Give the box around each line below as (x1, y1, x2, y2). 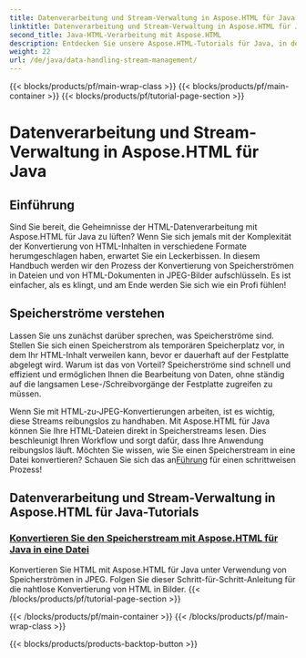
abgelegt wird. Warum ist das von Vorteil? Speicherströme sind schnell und (9, 359, 291, 370)
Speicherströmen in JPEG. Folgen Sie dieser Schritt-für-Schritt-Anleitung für (9, 573, 296, 584)
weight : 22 (9, 47, 51, 57)
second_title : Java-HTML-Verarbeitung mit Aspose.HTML (9, 30, 222, 39)
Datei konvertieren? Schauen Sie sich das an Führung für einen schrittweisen (9, 454, 296, 465)
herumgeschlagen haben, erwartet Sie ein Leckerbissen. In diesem (9, 251, 260, 261)
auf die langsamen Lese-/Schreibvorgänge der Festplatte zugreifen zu (9, 378, 273, 389)
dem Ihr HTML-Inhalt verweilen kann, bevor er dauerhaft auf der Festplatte (9, 349, 290, 360)
